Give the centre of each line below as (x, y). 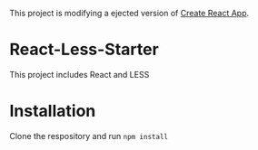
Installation (53, 111)
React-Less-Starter (84, 50)
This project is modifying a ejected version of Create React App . (129, 13)
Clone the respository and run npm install (89, 136)
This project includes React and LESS (79, 74)
